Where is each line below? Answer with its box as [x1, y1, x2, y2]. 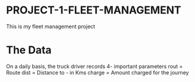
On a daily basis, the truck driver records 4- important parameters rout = [6, 63, 183, 70]
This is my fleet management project [6, 23, 96, 30]
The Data [6, 43, 52, 57]
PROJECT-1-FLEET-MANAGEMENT [6, 4, 181, 17]
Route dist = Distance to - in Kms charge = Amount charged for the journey [6, 69, 189, 76]
